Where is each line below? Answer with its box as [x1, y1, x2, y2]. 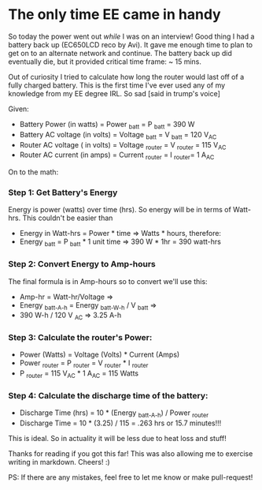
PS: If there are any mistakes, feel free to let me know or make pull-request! [8, 473, 253, 482]
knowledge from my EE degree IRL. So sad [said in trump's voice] [8, 88, 220, 98]
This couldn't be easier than [22, 213, 113, 223]
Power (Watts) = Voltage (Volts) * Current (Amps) [19, 350, 180, 360]
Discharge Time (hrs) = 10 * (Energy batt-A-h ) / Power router [19, 408, 209, 420]
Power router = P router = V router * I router [19, 358, 149, 370]
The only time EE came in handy [8, 6, 222, 24]
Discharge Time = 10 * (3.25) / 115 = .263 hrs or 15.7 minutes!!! [19, 418, 222, 428]
